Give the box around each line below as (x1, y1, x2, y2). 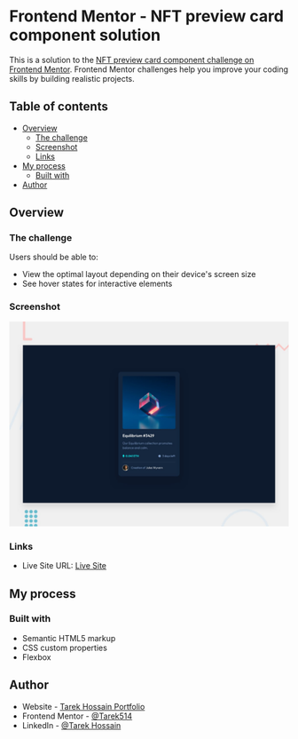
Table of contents (9, 99, 108, 115)
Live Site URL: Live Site (21, 560, 107, 571)
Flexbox (21, 651, 51, 663)
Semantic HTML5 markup (21, 632, 116, 643)
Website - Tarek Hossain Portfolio (21, 701, 145, 711)
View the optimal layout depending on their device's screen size (21, 269, 256, 280)
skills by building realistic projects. (9, 73, 135, 83)
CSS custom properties (21, 642, 108, 653)
